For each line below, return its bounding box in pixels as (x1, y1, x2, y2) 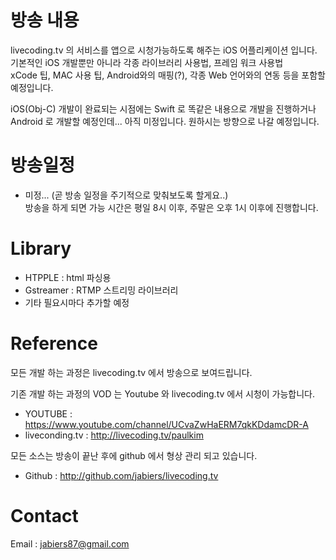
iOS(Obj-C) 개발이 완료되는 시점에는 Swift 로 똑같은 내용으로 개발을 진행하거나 (10, 102, 317, 115)
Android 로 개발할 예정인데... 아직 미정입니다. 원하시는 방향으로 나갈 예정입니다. (10, 115, 320, 127)
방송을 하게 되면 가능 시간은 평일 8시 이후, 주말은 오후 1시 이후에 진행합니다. (24, 201, 319, 213)
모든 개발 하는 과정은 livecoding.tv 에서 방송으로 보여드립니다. (10, 366, 253, 378)
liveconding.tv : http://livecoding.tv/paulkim (24, 429, 204, 441)
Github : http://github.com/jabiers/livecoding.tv (24, 469, 219, 481)
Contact (10, 504, 79, 527)
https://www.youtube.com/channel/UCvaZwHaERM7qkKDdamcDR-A (24, 418, 309, 430)
